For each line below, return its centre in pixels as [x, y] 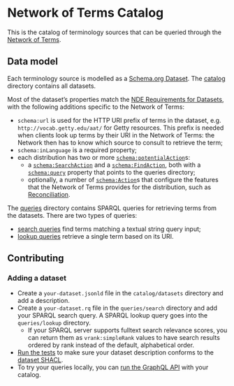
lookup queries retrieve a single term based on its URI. [95, 236]
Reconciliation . [49, 194]
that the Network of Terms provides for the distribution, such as [119, 187]
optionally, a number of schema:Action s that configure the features [123, 179]
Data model [32, 62]
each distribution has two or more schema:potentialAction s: [104, 157]
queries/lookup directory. [54, 323]
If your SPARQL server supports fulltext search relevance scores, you [127, 330]
